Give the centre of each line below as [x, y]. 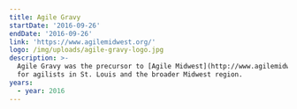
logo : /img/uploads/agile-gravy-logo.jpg [87, 50]
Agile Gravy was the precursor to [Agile [95, 67]
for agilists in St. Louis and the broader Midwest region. [130, 75]
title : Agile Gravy [45, 17]
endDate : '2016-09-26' [51, 33]
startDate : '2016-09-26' [55, 25]
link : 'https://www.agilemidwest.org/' [83, 42]
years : [21, 83]
